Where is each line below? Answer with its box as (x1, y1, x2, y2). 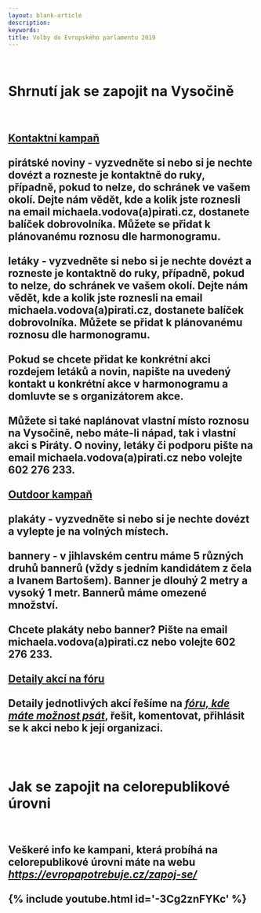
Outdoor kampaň (8, 488, 92, 501)
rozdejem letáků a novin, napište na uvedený (8, 365, 231, 378)
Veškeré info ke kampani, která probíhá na (8, 843, 218, 857)
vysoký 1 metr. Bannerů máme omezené (8, 586, 207, 599)
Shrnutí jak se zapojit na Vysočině (8, 83, 234, 101)
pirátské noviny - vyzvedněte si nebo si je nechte (8, 156, 253, 169)
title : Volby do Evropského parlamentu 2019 (8, 33, 156, 42)
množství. (8, 598, 59, 612)
